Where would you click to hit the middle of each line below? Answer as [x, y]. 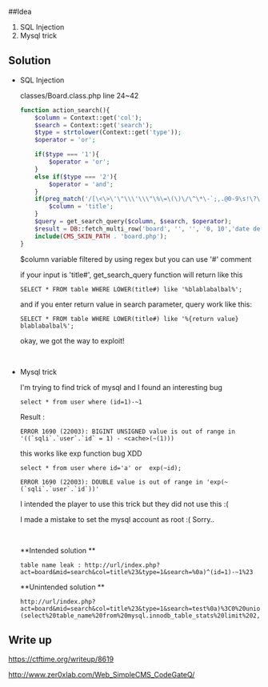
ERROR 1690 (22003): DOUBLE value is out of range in [111, 482]
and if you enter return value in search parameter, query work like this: [136, 304]
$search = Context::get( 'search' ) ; [94, 125]
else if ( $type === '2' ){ [76, 177]
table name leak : [50, 565]
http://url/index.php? [122, 565]
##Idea [20, 12]
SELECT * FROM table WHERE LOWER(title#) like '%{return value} [129, 319]
